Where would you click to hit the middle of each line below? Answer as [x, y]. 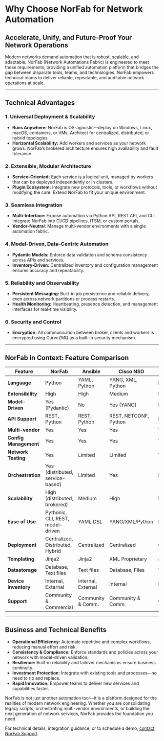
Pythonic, [56, 512]
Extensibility [22, 394]
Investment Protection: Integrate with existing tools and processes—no [84, 673]
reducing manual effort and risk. [44, 647]
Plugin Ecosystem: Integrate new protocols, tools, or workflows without [84, 187]
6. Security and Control [33, 322]
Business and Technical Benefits [56, 630]
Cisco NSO [131, 371]
